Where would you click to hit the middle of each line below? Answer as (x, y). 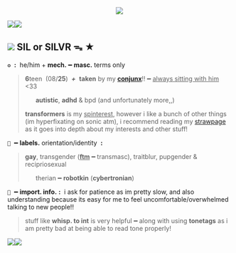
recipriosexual (45, 164)
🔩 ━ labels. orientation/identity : (55, 143)
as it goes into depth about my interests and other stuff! (106, 129)
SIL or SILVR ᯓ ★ (55, 47)
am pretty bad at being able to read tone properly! (98, 228)
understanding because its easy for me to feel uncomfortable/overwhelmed (118, 199)
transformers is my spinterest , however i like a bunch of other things (126, 113)
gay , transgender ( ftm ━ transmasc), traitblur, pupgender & (111, 156)
